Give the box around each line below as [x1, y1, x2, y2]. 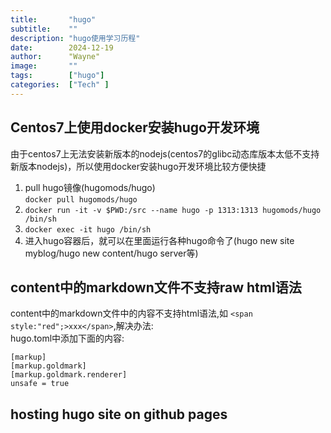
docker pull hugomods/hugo [24, 194, 138, 205]
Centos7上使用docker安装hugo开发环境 [10, 119, 260, 136]
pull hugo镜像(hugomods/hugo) [24, 181, 156, 193]
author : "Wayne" [10, 52, 101, 62]
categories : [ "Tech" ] [10, 80, 110, 90]
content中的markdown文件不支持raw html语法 [10, 279, 302, 296]
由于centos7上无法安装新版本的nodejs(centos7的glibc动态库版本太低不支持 [10, 147, 320, 160]
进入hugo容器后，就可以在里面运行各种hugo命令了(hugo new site [24, 234, 295, 246]
